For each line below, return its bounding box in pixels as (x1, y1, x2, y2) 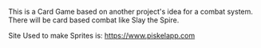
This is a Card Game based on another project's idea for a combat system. (8, 7, 254, 16)
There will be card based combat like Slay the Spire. (8, 15, 180, 25)
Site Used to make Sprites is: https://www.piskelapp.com (8, 31, 196, 40)
